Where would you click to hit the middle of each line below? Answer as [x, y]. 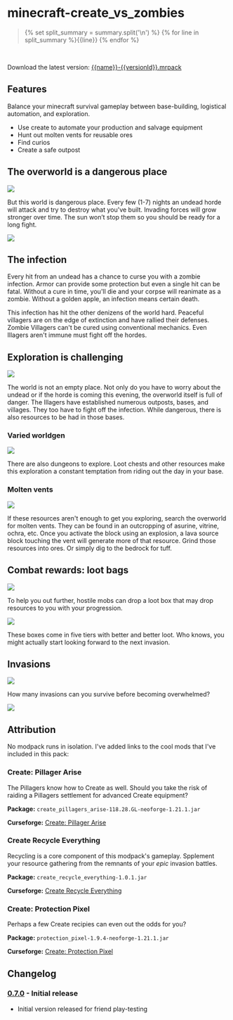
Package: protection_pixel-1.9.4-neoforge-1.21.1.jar [88, 938]
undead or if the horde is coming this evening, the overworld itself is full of [115, 395]
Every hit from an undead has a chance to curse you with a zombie [104, 276]
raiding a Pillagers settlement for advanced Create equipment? [98, 795]
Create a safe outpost [49, 150]
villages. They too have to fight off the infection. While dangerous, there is [114, 410]
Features [27, 89]
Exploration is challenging [65, 357]
